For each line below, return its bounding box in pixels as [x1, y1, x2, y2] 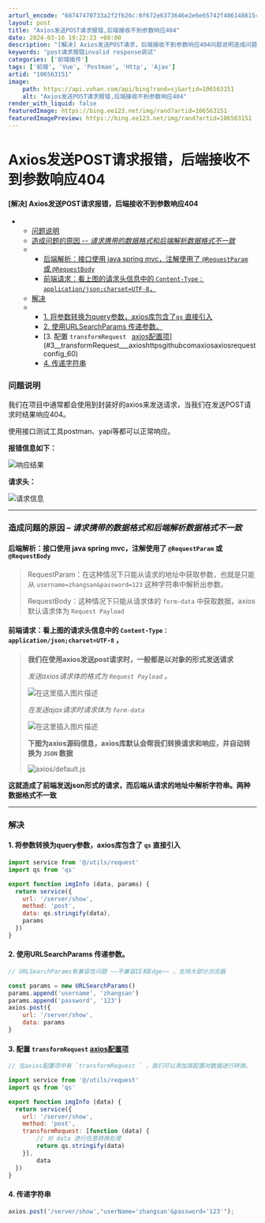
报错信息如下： [8, 443, 57, 453]
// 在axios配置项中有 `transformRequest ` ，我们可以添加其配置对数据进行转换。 [8, 1062, 252, 1071]
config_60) [43, 349, 79, 359]
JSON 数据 [43, 748, 73, 758]
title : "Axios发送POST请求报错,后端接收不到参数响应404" [8, 26, 180, 34]
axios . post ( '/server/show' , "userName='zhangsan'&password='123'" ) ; [8, 1207, 235, 1215]
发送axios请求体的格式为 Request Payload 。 [27, 671, 172, 680]
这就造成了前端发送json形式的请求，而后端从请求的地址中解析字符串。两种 [8, 780, 251, 790]
